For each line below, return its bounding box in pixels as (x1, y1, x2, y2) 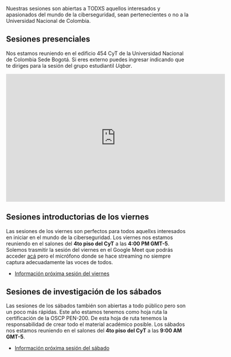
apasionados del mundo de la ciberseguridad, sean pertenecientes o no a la (6, 11, 189, 18)
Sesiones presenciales (6, 34, 90, 44)
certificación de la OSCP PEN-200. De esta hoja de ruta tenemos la (6, 315, 167, 322)
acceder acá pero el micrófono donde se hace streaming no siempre (6, 252, 171, 259)
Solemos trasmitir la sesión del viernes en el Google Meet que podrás (6, 246, 173, 253)
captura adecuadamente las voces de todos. (6, 258, 113, 265)
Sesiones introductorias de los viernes (6, 212, 149, 222)
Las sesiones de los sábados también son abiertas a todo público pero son (6, 302, 186, 309)
